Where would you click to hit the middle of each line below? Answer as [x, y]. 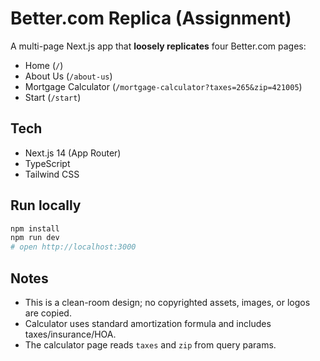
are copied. [48, 313]
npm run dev [35, 238]
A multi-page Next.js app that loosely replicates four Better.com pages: [158, 46]
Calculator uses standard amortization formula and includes [148, 323]
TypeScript [47, 163]
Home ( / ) [44, 65]
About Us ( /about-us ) [68, 76]
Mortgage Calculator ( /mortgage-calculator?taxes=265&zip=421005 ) [163, 86]
